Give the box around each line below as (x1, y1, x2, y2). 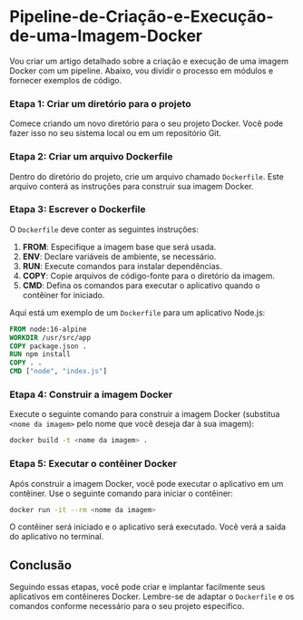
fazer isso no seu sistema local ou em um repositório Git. (9, 128, 222, 139)
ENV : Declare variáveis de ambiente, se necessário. (22, 251, 217, 262)
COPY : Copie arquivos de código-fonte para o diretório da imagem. (22, 270, 275, 281)
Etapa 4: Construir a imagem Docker (9, 388, 173, 401)
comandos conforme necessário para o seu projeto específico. (9, 601, 245, 612)
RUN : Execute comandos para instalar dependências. (22, 260, 222, 271)
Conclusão (9, 557, 73, 573)
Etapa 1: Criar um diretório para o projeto (9, 97, 192, 110)
